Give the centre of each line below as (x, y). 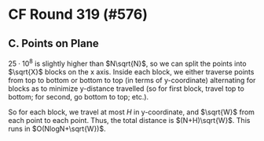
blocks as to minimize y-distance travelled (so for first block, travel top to (126, 89)
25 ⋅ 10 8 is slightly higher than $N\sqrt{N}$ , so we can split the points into (127, 63)
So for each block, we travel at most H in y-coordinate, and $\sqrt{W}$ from (132, 112)
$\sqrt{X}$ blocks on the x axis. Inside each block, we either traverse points (131, 71)
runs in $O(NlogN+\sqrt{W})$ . (57, 128)
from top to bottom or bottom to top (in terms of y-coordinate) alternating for (132, 80)
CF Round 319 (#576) (78, 14)
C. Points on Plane (54, 43)
